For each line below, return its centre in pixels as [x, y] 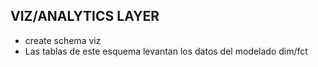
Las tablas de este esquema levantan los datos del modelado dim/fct [166, 51]
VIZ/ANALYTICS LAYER [85, 16]
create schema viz [63, 40]
